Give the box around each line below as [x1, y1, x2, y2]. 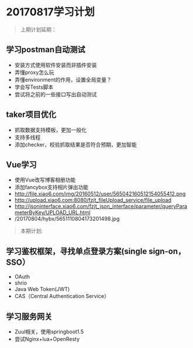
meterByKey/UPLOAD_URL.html [14, 209, 91, 216]
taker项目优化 [6, 110, 57, 120]
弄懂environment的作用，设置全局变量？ [14, 76, 112, 83]
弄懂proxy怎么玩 [14, 69, 54, 76]
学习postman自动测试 [6, 45, 85, 55]
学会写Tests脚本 [14, 83, 54, 90]
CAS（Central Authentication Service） [14, 293, 109, 300]
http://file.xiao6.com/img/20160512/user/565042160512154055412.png [14, 190, 186, 197]
